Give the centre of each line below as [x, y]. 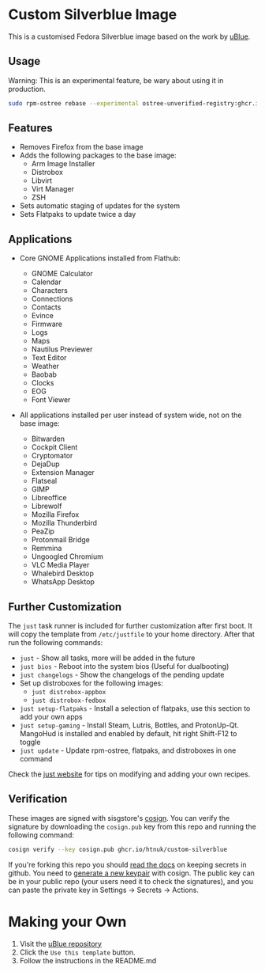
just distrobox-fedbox [69, 701]
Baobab [44, 374]
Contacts [46, 307]
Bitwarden [48, 439]
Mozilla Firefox [55, 514]
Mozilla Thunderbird [64, 523]
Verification [38, 799]
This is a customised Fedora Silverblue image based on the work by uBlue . [129, 36]
